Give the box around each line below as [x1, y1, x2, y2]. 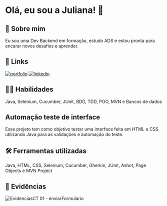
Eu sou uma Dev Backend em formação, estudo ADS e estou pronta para [5, 37, 155, 43]
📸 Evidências [5, 182, 46, 190]
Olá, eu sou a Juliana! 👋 [5, 4, 104, 16]
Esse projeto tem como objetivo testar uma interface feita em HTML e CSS [5, 126, 158, 132]
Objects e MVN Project [5, 167, 52, 174]
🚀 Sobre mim [5, 24, 46, 33]
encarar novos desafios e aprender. [5, 43, 78, 49]
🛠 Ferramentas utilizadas [5, 146, 86, 155]
